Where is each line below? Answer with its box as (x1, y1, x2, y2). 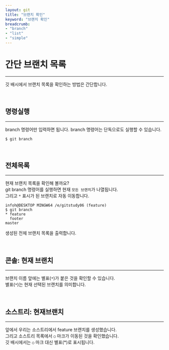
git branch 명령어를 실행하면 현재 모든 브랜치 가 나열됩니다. (5, 186, 118, 192)
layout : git (5, 7, 30, 13)
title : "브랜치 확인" (5, 12, 45, 17)
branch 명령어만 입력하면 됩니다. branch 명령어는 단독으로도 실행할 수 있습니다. (5, 126, 162, 132)
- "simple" (5, 36, 28, 41)
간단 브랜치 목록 (5, 59, 66, 71)
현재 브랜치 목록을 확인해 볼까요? (5, 180, 69, 186)
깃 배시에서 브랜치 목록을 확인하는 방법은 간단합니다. (5, 81, 107, 87)
